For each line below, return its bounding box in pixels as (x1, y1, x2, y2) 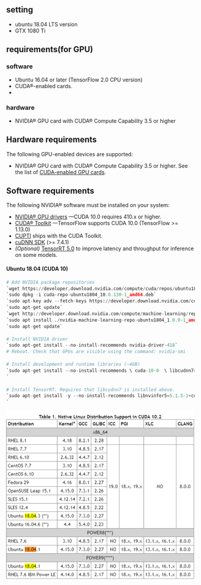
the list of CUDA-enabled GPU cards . (14, 168, 106, 175)
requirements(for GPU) (6, 44, 94, 54)
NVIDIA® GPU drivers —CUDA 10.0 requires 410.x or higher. (14, 213, 162, 220)
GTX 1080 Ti (14, 27, 46, 34)
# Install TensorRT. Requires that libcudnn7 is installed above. (6, 386, 175, 393)
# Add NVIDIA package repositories (6, 279, 95, 285)
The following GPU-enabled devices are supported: (6, 150, 133, 157)
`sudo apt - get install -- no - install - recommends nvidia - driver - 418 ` (6, 342, 178, 348)
